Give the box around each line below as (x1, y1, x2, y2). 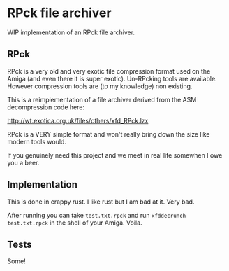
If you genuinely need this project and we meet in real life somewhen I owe (7, 151, 223, 159)
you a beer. (7, 158, 40, 167)
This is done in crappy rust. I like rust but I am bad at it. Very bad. (7, 197, 195, 206)
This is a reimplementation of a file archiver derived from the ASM (7, 95, 197, 104)
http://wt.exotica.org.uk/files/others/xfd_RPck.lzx (7, 116, 149, 125)
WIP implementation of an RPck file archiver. (7, 28, 135, 36)
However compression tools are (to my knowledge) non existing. (7, 82, 193, 90)
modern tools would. (7, 137, 66, 146)
